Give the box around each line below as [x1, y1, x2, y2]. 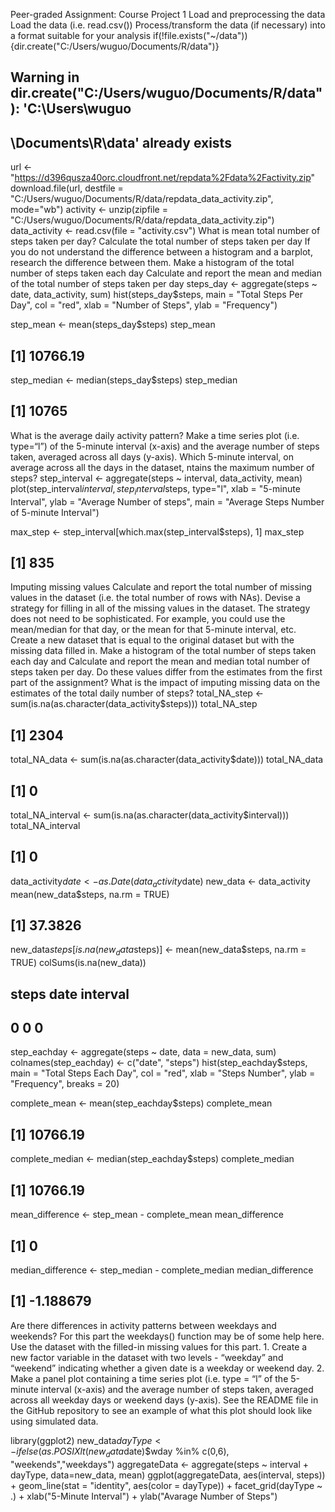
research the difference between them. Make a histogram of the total [10, 257, 295, 269]
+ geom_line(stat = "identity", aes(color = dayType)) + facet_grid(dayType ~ [10, 1479, 323, 1491]
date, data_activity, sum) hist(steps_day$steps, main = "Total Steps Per [10, 289, 303, 301]
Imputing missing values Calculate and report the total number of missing [10, 581, 313, 593]
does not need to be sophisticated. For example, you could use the [10, 613, 286, 625]
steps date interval [10, 985, 130, 1003]
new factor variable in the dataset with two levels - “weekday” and [10, 1351, 284, 1363]
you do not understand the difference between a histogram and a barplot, [10, 246, 313, 258]
